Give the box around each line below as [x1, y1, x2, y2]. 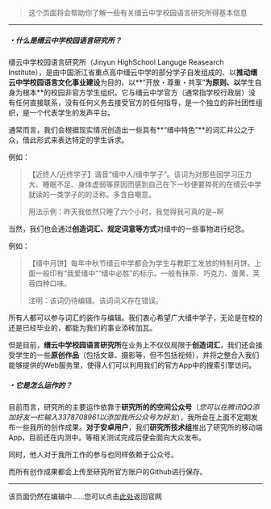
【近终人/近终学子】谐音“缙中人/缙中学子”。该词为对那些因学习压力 [27, 169, 252, 179]
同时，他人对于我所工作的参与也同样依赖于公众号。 [8, 449, 178, 459]
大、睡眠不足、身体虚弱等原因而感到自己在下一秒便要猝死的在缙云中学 [27, 179, 262, 189]
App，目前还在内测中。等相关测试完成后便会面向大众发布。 [8, 432, 206, 442]
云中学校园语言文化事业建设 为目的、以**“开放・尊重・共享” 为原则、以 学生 [8, 77, 256, 87]
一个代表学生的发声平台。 [29, 107, 115, 117]
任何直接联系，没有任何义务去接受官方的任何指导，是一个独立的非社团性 [15, 97, 256, 107]
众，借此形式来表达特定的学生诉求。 [8, 135, 129, 145]
